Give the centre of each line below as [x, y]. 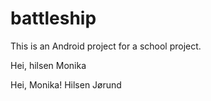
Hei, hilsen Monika [48, 65]
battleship [53, 18]
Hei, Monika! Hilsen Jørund [66, 84]
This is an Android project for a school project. [106, 46]
